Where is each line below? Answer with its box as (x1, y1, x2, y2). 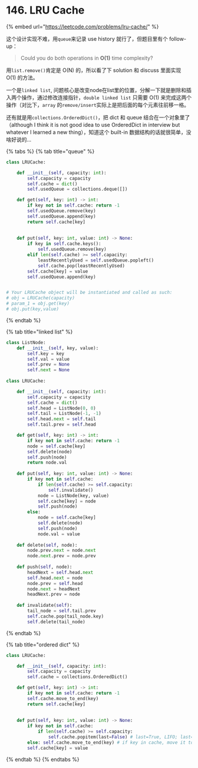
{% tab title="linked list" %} (6, 328, 73, 335)
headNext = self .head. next (27, 569, 94, 576)
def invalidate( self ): (16, 603, 72, 609)
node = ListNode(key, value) (37, 492, 110, 499)
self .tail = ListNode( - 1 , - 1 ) (27, 411, 101, 417)
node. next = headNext (27, 586, 81, 592)
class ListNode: (6, 339, 46, 345)
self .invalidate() (48, 487, 94, 493)
